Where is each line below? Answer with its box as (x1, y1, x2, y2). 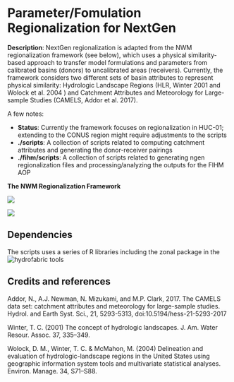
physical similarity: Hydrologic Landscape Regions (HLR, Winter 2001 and (7, 80, 221, 89)
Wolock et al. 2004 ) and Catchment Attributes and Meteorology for (7, 88, 204, 97)
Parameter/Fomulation (7, 5, 142, 21)
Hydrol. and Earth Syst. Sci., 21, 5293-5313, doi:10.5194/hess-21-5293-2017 (7, 309, 227, 318)
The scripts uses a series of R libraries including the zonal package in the (7, 247, 220, 256)
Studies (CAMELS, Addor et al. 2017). (30, 95, 138, 104)
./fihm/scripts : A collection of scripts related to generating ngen (17, 153, 205, 162)
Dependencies (7, 229, 73, 241)
